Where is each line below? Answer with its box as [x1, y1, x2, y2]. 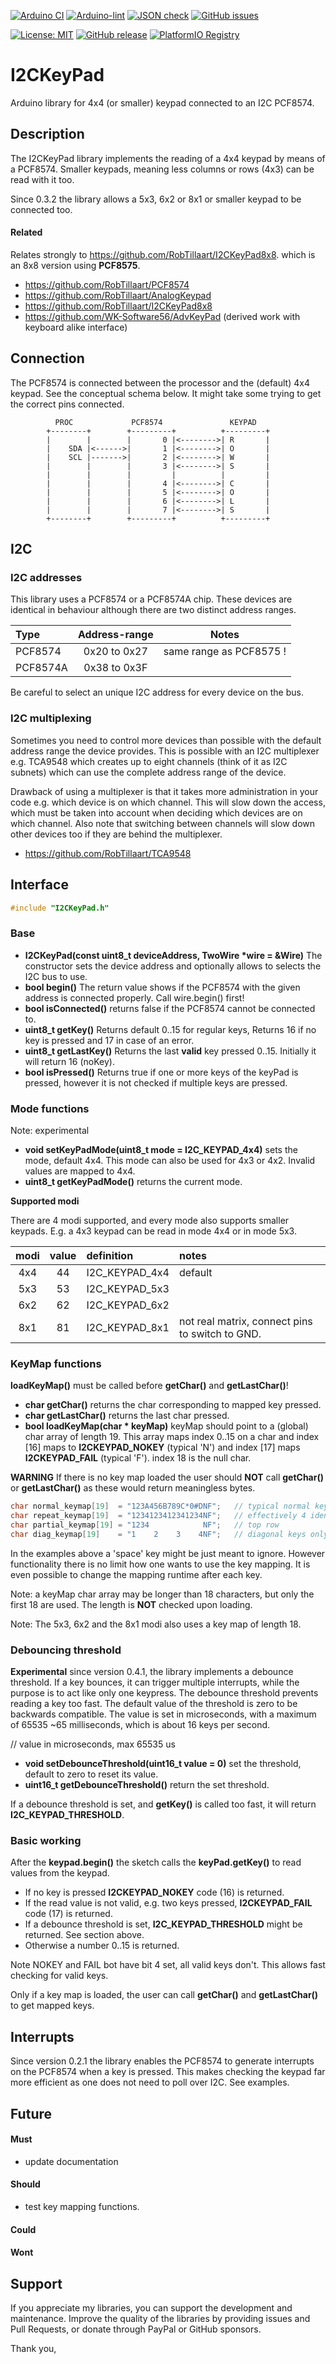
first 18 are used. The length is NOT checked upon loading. [10, 1598, 253, 1610]
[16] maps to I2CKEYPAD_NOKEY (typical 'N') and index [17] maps [24, 1441, 301, 1454]
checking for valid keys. [10, 1970, 109, 1982]
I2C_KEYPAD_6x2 [86, 1298, 170, 1312]
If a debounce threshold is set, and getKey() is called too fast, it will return [10, 1798, 317, 1810]
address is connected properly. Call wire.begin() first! [24, 991, 245, 1004]
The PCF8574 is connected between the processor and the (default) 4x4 [10, 376, 310, 389]
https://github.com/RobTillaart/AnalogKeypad [24, 289, 212, 301]
